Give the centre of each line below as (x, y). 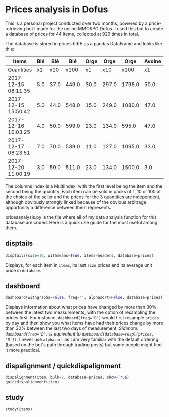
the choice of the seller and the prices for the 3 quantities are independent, (83, 197)
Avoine (153, 61)
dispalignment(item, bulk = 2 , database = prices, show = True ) (67, 378)
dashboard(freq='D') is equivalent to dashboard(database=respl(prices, (80, 334)
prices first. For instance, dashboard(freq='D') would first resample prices (82, 318)
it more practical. (23, 350)
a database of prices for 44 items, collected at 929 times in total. (72, 34)
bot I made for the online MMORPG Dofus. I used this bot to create (95, 28)
